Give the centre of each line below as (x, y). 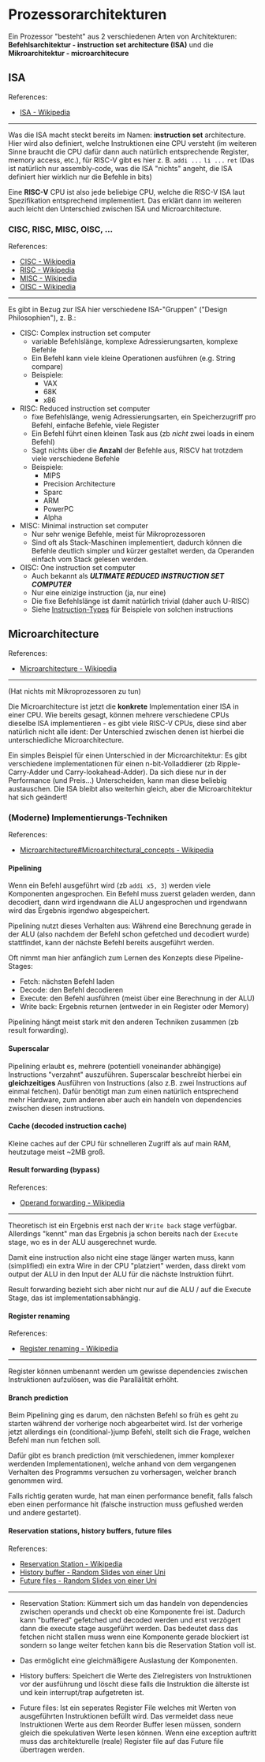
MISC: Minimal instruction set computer (84, 526)
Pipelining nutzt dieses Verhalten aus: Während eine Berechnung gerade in (130, 926)
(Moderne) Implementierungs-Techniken (88, 818)
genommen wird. (35, 1481)
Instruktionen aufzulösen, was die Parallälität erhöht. (93, 1380)
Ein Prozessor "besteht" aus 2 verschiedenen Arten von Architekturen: (123, 36)
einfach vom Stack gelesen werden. (90, 559)
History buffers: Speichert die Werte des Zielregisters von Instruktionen (136, 1675)
